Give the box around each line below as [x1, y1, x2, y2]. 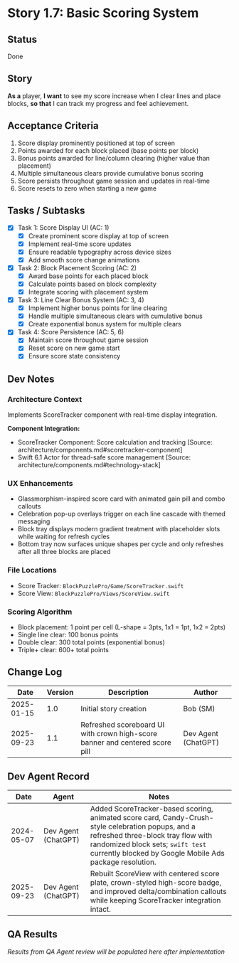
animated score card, [90, 812, 161, 822]
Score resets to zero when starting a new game [17, 183, 157, 193]
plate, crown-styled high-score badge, [90, 877, 222, 887]
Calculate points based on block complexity [28, 280, 156, 288]
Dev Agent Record [7, 770, 90, 783]
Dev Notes [7, 373, 55, 385]
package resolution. [90, 857, 156, 867]
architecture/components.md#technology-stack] [17, 461, 161, 469]
